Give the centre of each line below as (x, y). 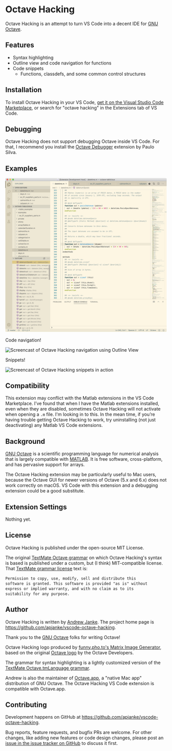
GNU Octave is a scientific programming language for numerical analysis (82, 454)
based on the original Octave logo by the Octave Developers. (70, 652)
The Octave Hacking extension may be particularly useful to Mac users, (81, 475)
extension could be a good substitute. (45, 491)
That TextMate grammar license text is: (47, 568)
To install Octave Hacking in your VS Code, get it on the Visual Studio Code (84, 102)
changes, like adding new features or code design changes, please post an (84, 738)
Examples (21, 168)
